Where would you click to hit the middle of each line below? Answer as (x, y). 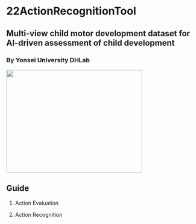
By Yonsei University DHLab (48, 60)
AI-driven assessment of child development (90, 43)
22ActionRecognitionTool (71, 11)
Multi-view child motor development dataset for (98, 34)
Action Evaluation (37, 203)
